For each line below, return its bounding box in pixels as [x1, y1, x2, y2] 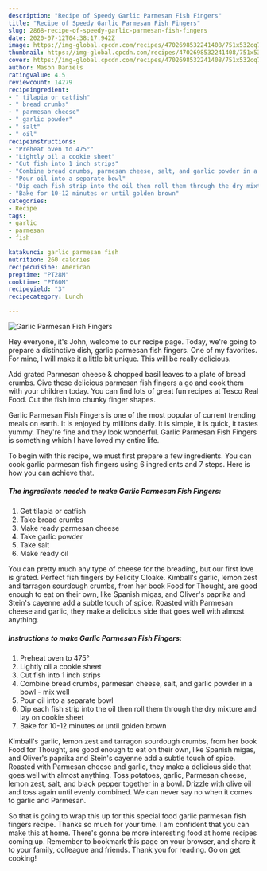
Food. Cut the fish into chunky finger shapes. [8, 395, 157, 404]
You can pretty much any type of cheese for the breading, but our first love [8, 563, 254, 574]
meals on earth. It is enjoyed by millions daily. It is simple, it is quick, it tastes [8, 419, 258, 428]
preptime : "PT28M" [8, 270, 69, 279]
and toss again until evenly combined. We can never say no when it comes [8, 787, 253, 797]
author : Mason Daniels [8, 64, 83, 72]
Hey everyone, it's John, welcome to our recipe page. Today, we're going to [8, 337, 257, 347]
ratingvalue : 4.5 [8, 71, 66, 79]
